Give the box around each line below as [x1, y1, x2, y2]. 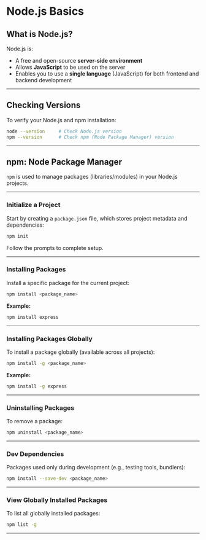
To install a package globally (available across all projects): [6, 348, 155, 356]
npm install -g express [6, 383, 67, 389]
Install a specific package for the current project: [6, 279, 130, 286]
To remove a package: [6, 417, 63, 425]
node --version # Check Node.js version [6, 128, 122, 135]
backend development [15, 77, 72, 84]
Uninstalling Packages [6, 404, 75, 412]
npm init [6, 233, 29, 239]
